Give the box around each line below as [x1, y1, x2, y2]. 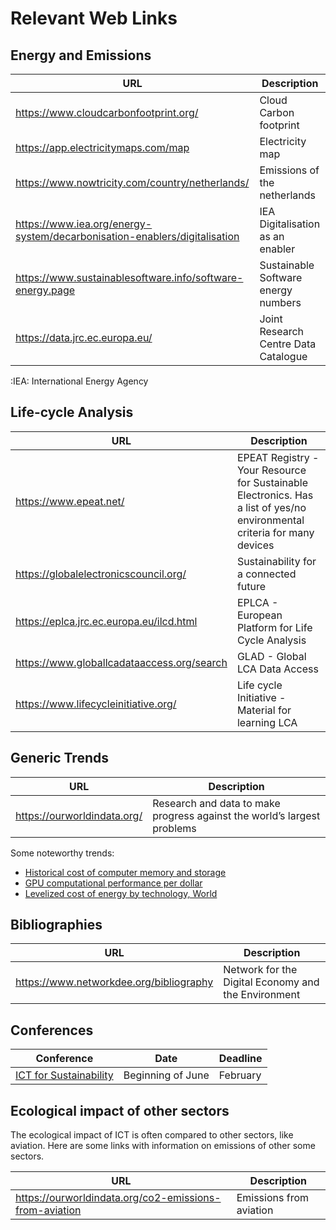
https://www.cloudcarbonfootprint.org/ [15, 106, 199, 119]
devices [236, 538, 275, 552]
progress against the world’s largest [152, 808, 321, 822]
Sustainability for [236, 554, 317, 568]
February [218, 1068, 262, 1082]
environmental [236, 513, 305, 527]
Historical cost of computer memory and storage [24, 866, 227, 878]
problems [152, 821, 197, 835]
